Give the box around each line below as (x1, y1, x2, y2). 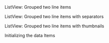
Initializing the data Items (4, 33, 55, 38)
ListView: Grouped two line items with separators (4, 14, 104, 19)
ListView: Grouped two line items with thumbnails (4, 23, 104, 29)
